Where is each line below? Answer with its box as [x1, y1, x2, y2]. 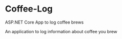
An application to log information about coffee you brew [5, 28, 118, 34]
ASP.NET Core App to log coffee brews [5, 19, 84, 25]
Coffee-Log [5, 3, 53, 14]
